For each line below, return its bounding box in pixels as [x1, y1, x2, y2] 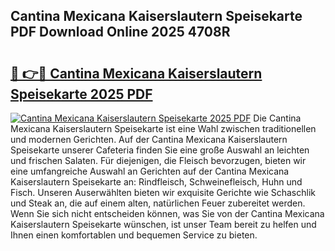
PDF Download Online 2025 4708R [10, 24, 231, 41]
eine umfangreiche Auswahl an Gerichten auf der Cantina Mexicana [10, 165, 290, 177]
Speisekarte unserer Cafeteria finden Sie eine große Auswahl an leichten [10, 144, 310, 156]
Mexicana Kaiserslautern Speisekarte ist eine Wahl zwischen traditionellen [10, 123, 317, 134]
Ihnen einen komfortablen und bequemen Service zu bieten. [10, 229, 258, 241]
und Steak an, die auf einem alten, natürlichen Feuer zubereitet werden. [10, 197, 306, 209]
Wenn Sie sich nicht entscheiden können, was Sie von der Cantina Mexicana [10, 208, 325, 219]
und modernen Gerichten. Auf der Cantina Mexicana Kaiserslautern [10, 134, 288, 145]
